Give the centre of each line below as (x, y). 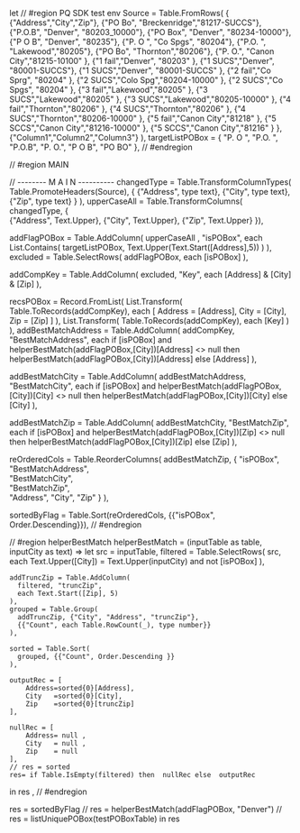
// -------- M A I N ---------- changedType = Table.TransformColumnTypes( (150, 182)
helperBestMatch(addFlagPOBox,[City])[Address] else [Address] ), (133, 359)
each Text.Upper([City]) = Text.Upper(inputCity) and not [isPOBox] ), (137, 561)
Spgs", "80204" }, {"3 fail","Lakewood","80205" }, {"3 (109, 90)
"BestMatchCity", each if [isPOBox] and (82, 386)
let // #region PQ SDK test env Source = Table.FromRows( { (119, 13)
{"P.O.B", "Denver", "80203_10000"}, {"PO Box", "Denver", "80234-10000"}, (150, 32)
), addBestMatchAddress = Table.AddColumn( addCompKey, (122, 330)
